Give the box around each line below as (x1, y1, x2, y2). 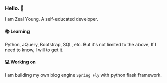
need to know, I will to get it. (5, 47, 64, 53)
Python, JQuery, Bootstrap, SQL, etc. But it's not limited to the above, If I (5, 41, 156, 47)
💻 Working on (5, 59, 36, 65)
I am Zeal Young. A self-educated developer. (5, 16, 99, 22)
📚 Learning (5, 28, 30, 34)
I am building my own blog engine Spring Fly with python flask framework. (5, 72, 162, 78)
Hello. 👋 (5, 5, 24, 12)
